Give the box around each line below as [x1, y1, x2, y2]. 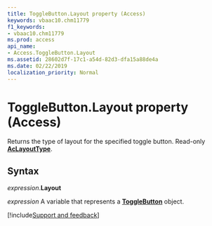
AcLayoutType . [7, 145, 53, 153]
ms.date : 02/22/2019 [7, 62, 68, 69]
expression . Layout [7, 184, 62, 192]
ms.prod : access [7, 36, 55, 44]
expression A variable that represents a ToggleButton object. [7, 197, 185, 206]
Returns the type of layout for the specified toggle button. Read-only [7, 138, 206, 146]
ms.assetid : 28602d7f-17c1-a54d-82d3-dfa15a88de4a [7, 56, 159, 63]
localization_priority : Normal [7, 69, 99, 76]
